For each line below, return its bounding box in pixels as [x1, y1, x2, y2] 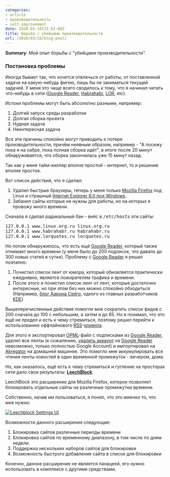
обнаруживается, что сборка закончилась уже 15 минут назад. [5, 152, 142, 158]
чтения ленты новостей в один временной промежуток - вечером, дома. [5, 354, 164, 360]
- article [5, 12, 26, 17]
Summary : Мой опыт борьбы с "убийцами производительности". [5, 49, 146, 56]
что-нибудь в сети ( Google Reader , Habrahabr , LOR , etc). [5, 90, 127, 97]
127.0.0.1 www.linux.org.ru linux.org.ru [5, 223, 110, 229]
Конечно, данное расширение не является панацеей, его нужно [5, 461, 145, 467]
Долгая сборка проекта [12, 116, 64, 122]
